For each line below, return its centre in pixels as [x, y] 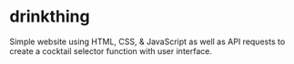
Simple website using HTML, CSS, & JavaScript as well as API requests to [147, 41]
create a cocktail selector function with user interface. [111, 50]
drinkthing [50, 17]
